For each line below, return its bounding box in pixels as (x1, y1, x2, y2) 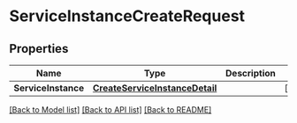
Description (225, 68, 276, 79)
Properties (9, 41, 69, 56)
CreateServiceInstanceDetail (92, 82, 217, 94)
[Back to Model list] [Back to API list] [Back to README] (9, 105, 212, 115)
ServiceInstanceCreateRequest (9, 6, 246, 26)
